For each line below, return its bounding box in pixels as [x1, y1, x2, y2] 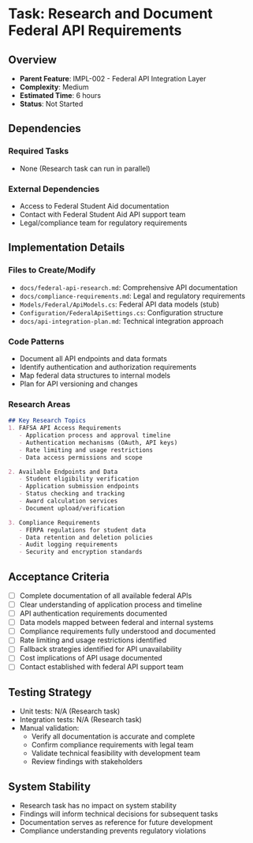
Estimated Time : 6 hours [19, 91, 101, 100]
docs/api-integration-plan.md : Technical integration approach [19, 316, 224, 326]
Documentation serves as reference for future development [19, 818, 214, 827]
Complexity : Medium [19, 82, 89, 92]
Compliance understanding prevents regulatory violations [19, 826, 206, 836]
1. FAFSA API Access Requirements [8, 424, 122, 432]
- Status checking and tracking [18, 490, 125, 498]
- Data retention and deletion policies [18, 533, 154, 541]
